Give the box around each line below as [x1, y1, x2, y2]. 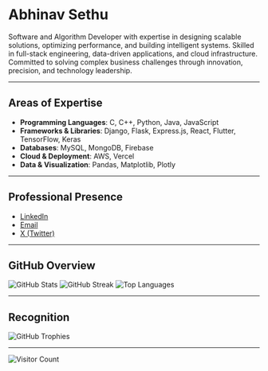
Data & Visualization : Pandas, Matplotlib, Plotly [19, 159, 176, 169]
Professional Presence [8, 190, 124, 204]
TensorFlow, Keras [19, 134, 81, 144]
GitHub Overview [8, 259, 96, 272]
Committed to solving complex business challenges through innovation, [8, 57, 243, 67]
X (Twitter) [19, 228, 55, 238]
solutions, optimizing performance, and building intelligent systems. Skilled [8, 40, 254, 49]
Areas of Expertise [8, 96, 103, 110]
